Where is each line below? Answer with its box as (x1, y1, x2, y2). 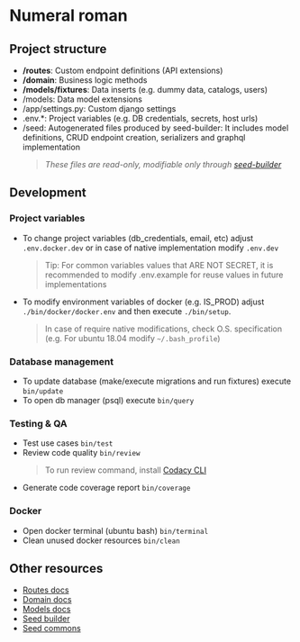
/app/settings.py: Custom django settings (22, 104, 177, 113)
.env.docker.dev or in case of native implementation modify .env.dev (22, 242, 279, 253)
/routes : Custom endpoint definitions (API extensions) (22, 65, 223, 76)
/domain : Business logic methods (22, 75, 148, 86)
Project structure (9, 41, 107, 57)
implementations (44, 278, 107, 289)
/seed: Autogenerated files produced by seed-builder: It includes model (22, 122, 289, 133)
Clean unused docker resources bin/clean (22, 535, 180, 546)
